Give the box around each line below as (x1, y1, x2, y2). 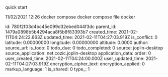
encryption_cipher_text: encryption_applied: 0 (50, 61, 145, 66)
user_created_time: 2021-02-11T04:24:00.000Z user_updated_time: (5, 55, 145, 61)
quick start (5, 4, 28, 10)
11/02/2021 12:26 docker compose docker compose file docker (5, 14, 136, 19)
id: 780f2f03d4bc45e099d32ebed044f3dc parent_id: (5, 23, 117, 29)
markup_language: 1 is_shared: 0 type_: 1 (5, 66, 90, 72)
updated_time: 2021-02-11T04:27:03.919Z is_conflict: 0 (43, 34, 157, 40)
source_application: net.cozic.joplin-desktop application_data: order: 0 (5, 50, 151, 56)
